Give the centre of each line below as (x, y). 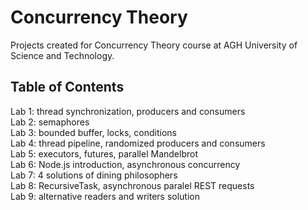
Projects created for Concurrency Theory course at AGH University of (154, 45)
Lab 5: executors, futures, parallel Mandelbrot (104, 153)
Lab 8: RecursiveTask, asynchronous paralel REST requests (132, 185)
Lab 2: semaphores (50, 122)
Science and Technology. (62, 55)
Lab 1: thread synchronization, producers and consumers (128, 111)
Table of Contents (67, 87)
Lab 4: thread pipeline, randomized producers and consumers (138, 143)
